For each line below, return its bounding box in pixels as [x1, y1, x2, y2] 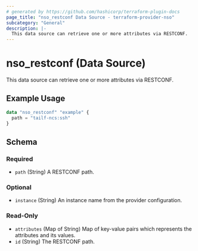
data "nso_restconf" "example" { [6, 109, 89, 115]
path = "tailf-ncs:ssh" [11, 114, 70, 121]
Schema [6, 137, 38, 147]
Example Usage [6, 94, 66, 104]
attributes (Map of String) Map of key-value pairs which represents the [14, 225, 192, 233]
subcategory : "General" [6, 20, 66, 26]
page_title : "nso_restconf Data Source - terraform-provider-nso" [6, 14, 175, 20]
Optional [6, 183, 32, 191]
